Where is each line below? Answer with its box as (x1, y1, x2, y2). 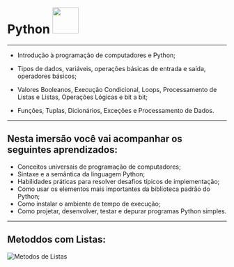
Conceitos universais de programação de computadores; (17, 162, 181, 171)
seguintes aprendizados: (7, 144, 118, 156)
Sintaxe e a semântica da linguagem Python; (17, 169, 145, 178)
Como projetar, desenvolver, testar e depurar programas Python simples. (17, 206, 227, 215)
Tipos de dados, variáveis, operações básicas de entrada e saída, (17, 64, 206, 73)
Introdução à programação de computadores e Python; (17, 51, 176, 59)
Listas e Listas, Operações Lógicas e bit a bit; (17, 93, 148, 101)
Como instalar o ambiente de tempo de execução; (17, 199, 161, 208)
